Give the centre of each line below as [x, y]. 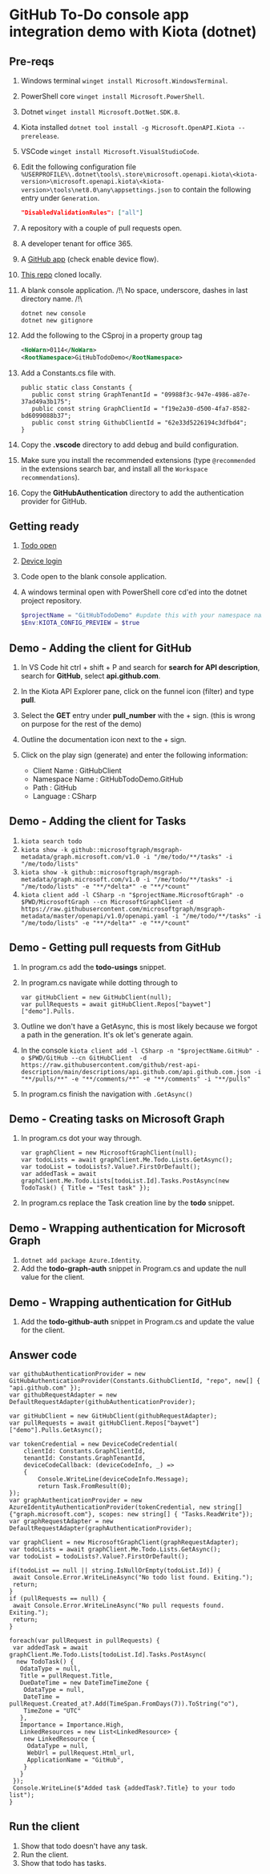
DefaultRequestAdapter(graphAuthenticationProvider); [101, 1528]
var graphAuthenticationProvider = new [76, 1500]
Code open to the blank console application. [94, 577]
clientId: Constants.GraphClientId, [85, 1451]
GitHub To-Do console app [99, 15]
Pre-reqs [32, 61]
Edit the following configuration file [79, 167]
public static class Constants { [77, 387]
